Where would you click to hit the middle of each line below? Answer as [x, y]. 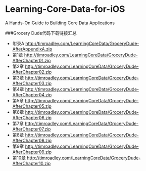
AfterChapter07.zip [31, 129]
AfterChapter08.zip [32, 140]
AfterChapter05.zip [32, 106]
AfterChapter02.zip [32, 72]
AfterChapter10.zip [31, 163]
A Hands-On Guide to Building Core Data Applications [60, 23]
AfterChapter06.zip [32, 118]
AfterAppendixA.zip [32, 49]
